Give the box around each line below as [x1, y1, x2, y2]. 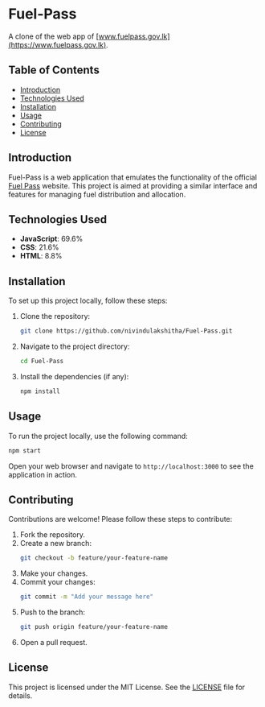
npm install [19, 387, 60, 395]
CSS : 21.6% [19, 242, 59, 252]
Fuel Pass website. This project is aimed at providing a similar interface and [8, 180, 258, 190]
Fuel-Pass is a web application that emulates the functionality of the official [8, 172, 257, 182]
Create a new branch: [19, 539, 92, 548]
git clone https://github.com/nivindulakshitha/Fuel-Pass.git [19, 327, 233, 335]
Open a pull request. [19, 637, 88, 647]
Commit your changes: [19, 577, 96, 587]
